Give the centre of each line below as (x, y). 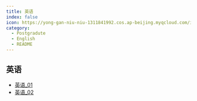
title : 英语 (20, 11)
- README (22, 45)
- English (23, 39)
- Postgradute (28, 33)
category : (18, 28)
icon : (13, 22)
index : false (22, 17)
